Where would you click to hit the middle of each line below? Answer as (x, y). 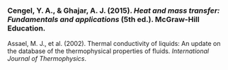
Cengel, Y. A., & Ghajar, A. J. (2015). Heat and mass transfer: (114, 11)
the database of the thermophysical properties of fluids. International (108, 51)
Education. (27, 28)
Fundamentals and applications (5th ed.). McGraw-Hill (103, 19)
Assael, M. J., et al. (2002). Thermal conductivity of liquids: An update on (114, 44)
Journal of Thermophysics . (47, 59)
